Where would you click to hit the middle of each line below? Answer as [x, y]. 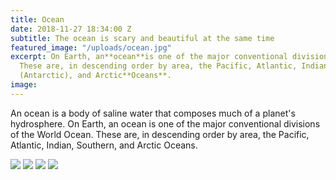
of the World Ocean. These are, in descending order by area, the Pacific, [160, 134]
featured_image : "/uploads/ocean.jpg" [91, 47]
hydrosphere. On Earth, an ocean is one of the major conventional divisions [165, 123]
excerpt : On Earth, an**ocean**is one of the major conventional [149, 57]
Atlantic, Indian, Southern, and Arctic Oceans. [104, 145]
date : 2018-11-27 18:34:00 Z [71, 29]
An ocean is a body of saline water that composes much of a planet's [153, 113]
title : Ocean [37, 19]
